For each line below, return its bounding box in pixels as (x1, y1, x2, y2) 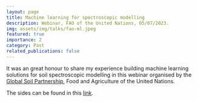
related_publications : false (6, 48, 80, 54)
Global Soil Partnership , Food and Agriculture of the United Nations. (6, 77, 176, 84)
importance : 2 (6, 37, 42, 43)
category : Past (6, 43, 45, 49)
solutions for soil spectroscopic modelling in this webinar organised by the (6, 71, 192, 78)
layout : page (6, 8, 39, 15)
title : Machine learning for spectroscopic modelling (6, 14, 145, 21)
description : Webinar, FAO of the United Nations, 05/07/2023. (6, 20, 170, 26)
